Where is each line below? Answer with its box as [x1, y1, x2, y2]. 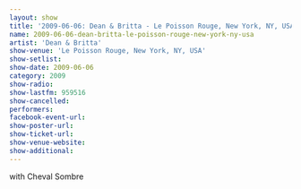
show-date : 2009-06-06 [9, 64, 94, 73]
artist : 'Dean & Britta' [9, 38, 102, 47]
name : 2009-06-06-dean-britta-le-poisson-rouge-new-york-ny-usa [9, 30, 254, 39]
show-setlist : [9, 55, 63, 64]
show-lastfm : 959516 [9, 88, 87, 97]
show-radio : [9, 80, 54, 89]
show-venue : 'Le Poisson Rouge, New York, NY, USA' [9, 47, 206, 56]
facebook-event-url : [9, 113, 87, 122]
